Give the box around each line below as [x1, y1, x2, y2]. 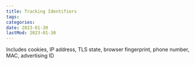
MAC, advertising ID [6, 52, 54, 59]
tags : [6, 14, 19, 20]
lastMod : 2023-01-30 [6, 30, 57, 36]
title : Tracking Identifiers [6, 8, 77, 15]
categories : [6, 19, 35, 25]
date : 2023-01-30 [6, 24, 48, 31]
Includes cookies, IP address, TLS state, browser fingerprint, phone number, [6, 46, 190, 53]
